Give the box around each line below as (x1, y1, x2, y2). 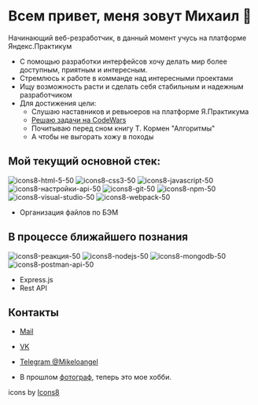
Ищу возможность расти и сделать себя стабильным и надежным (19, 82, 244, 91)
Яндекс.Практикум (8, 41, 72, 50)
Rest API (19, 283, 48, 293)
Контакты (8, 306, 59, 319)
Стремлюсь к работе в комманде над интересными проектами (19, 73, 234, 83)
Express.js (19, 274, 53, 284)
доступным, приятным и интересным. (19, 64, 148, 74)
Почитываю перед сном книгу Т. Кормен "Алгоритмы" (31, 123, 216, 133)
